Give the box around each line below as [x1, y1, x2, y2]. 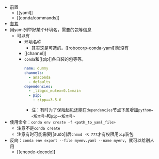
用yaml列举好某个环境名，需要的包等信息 [9, 27, 92, 33]
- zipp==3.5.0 [33, 98, 62, 103]
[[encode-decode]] [16, 149, 56, 155]
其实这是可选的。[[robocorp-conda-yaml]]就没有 [31, 45, 129, 51]
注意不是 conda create [16, 125, 61, 131]
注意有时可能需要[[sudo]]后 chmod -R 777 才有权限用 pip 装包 [16, 131, 134, 137]
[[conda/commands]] [16, 15, 60, 20]
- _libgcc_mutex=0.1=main [28, 88, 81, 93]
